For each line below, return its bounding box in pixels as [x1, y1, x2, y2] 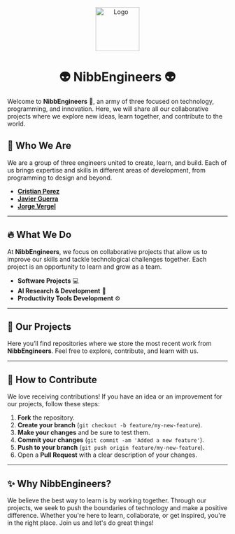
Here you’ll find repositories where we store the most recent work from [7, 340, 212, 348]
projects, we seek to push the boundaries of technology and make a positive [7, 504, 228, 512]
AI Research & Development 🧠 [17, 286, 106, 295]
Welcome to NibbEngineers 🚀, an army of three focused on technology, [7, 97, 215, 105]
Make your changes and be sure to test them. [17, 428, 150, 437]
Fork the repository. [17, 413, 75, 422]
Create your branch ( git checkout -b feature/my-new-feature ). [17, 421, 203, 429]
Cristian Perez [17, 187, 60, 195]
